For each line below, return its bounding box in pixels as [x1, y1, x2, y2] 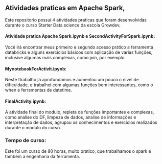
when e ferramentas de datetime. [5, 87, 72, 93]
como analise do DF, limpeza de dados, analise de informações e [5, 115, 136, 120]
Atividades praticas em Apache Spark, [5, 4, 125, 12]
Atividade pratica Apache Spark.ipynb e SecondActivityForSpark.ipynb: [5, 33, 155, 39]
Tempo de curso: [5, 137, 46, 144]
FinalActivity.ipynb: [5, 98, 46, 104]
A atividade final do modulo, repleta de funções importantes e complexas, [5, 109, 154, 115]
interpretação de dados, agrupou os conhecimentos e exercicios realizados [5, 119, 158, 125]
